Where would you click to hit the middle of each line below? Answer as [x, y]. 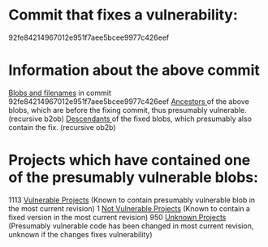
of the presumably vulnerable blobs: [133, 178]
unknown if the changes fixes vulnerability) [80, 234]
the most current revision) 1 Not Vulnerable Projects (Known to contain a [129, 208]
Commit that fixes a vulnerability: [123, 15]
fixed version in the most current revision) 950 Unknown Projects [117, 217]
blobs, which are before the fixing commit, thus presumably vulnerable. [128, 110]
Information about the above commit [134, 70]
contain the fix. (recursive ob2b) [62, 127]
